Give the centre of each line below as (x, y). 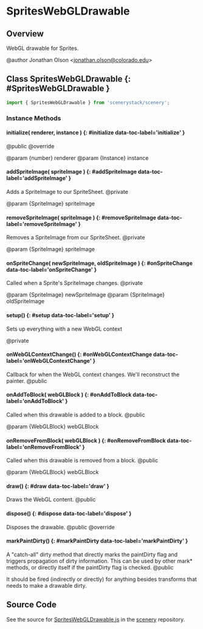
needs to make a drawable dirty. (46, 585)
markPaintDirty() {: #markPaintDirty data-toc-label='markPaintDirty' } (97, 541)
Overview (25, 34)
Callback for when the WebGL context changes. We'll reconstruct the (93, 374)
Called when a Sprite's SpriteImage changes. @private (74, 283)
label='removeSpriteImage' (42, 224)
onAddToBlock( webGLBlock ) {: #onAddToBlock (69, 395)
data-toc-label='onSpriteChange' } (52, 269)
